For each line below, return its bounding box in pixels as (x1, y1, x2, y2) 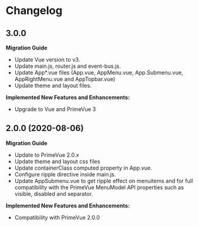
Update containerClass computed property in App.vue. (14, 164, 153, 171)
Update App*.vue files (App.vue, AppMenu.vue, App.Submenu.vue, (14, 69, 184, 76)
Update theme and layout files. (14, 82, 92, 89)
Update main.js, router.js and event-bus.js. (14, 62, 121, 70)
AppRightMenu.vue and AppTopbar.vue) (14, 76, 116, 82)
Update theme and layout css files (14, 157, 100, 165)
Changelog (5, 4, 63, 18)
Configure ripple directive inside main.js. (14, 170, 116, 178)
